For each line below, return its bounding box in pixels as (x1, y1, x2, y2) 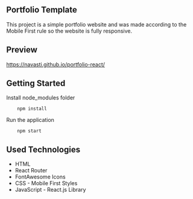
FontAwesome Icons (14, 173, 66, 180)
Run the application (6, 116, 54, 124)
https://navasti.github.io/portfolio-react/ (6, 60, 106, 68)
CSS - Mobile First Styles (14, 180, 78, 187)
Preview (6, 45, 38, 55)
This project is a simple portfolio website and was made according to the (6, 21, 187, 28)
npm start (17, 128, 42, 134)
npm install (17, 106, 47, 112)
